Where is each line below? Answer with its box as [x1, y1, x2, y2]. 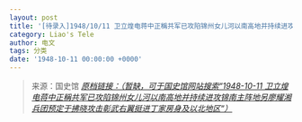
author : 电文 [9, 38, 56, 48]
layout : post [9, 13, 58, 22]
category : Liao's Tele [9, 30, 94, 39]
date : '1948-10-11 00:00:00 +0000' [9, 55, 143, 64]
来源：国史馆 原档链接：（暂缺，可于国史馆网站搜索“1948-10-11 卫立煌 [31, 81, 289, 91]
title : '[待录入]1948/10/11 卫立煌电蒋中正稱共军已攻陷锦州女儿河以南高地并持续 [9, 22, 281, 30]
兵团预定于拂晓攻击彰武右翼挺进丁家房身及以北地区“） [31, 103, 233, 113]
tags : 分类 [9, 47, 48, 56]
